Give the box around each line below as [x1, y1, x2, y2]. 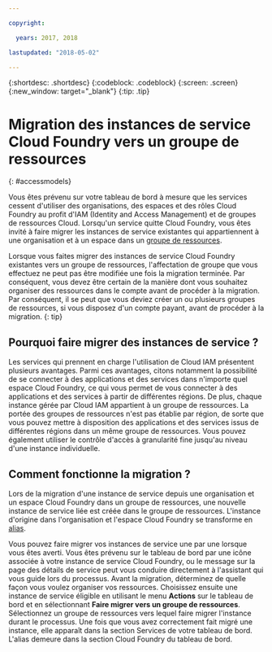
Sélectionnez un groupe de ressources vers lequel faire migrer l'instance [8, 608, 252, 618]
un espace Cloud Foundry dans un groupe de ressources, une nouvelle [8, 497, 246, 507]
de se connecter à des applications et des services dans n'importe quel [8, 374, 248, 384]
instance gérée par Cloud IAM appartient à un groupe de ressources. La [8, 400, 249, 410]
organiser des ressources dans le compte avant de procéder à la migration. [8, 286, 260, 295]
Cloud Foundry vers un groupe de [8, 132, 240, 151]
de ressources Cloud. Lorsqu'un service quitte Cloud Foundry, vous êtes [8, 218, 252, 228]
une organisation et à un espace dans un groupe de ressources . [8, 235, 222, 245]
